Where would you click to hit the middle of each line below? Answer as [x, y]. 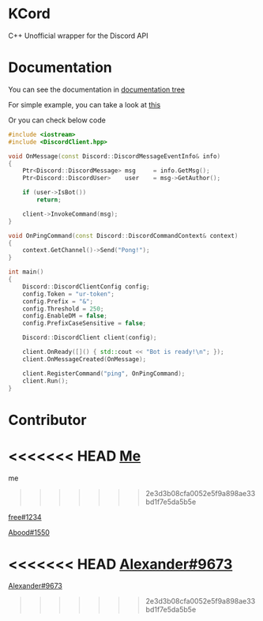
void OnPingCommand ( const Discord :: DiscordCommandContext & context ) [123, 235]
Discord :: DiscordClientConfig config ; [86, 286]
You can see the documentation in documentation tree [97, 89]
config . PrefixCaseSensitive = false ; [85, 324]
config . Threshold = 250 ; [63, 309]
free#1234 [25, 517]
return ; [49, 200]
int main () [26, 272]
